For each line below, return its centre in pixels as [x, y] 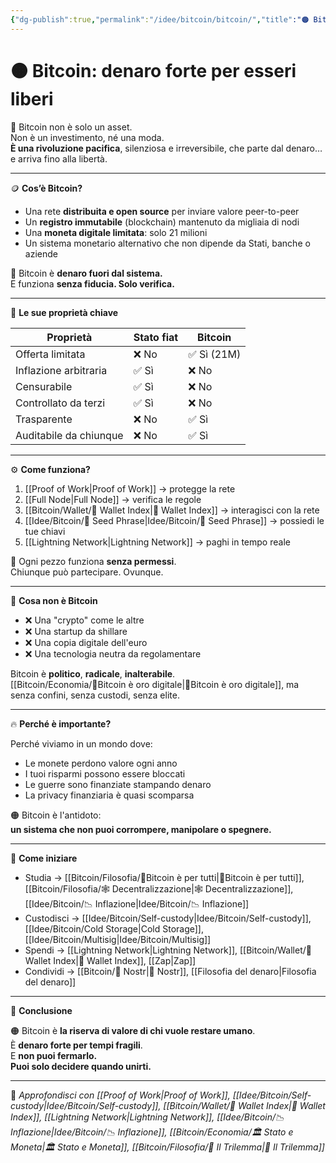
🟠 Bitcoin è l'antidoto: [56, 815]
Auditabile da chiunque [69, 435]
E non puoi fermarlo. [54, 1055]
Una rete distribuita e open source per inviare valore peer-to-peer [162, 211]
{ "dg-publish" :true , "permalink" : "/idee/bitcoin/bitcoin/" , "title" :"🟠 [160, 19]
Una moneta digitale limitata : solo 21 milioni [116, 232]
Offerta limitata [50, 354]
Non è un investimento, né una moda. [87, 137]
